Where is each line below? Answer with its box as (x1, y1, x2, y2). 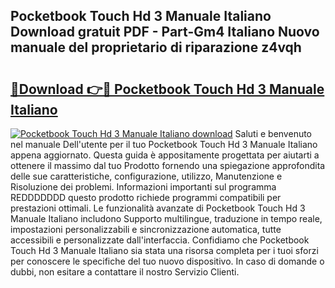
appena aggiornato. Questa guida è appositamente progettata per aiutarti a (10, 149, 320, 161)
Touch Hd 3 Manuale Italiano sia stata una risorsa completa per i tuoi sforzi (10, 245, 319, 256)
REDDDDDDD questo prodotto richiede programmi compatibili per (10, 192, 282, 203)
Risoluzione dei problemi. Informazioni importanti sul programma (10, 181, 277, 193)
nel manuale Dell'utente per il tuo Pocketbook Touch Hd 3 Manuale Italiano (10, 139, 318, 150)
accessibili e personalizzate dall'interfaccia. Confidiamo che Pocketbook (10, 234, 310, 246)
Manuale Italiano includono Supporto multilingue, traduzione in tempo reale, (10, 213, 323, 224)
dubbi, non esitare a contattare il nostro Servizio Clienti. (10, 266, 240, 278)
